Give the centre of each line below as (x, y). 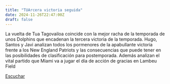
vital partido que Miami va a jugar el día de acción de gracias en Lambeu (81, 61)
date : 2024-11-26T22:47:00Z (35, 15)
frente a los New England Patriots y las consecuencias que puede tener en (83, 50)
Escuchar (15, 76)
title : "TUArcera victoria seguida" (44, 10)
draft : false (19, 19)
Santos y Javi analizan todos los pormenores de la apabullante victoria (79, 45)
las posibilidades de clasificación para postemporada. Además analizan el (82, 55)
